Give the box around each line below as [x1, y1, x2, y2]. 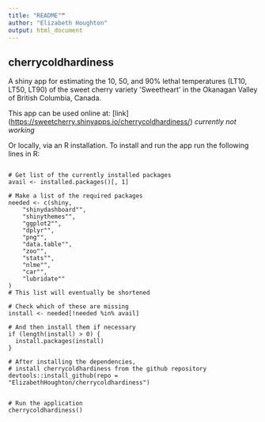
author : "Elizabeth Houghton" [8, 19, 108, 27]
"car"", [22, 268, 47, 277]
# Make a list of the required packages [8, 192, 144, 200]
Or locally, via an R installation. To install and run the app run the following [8, 141, 249, 150]
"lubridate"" [22, 275, 66, 283]
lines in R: [8, 149, 40, 159]
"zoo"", [22, 247, 47, 255]
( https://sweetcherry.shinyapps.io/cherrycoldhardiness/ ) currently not [8, 117, 237, 126]
